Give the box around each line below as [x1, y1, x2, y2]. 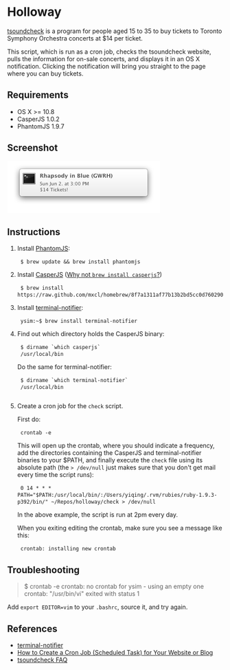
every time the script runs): [16, 471, 94, 479]
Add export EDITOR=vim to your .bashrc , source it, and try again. [7, 603, 188, 612]
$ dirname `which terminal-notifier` [20, 377, 128, 384]
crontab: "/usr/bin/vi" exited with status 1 [23, 590, 140, 598]
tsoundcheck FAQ [16, 656, 68, 664]
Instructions [7, 226, 60, 238]
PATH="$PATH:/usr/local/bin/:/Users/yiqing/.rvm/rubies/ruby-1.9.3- [16, 492, 218, 499]
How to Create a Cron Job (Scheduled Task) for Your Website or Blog [16, 649, 214, 656]
